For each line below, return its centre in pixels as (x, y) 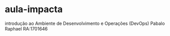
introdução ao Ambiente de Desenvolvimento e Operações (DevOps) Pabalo (85, 23)
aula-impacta (34, 9)
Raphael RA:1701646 (26, 28)
